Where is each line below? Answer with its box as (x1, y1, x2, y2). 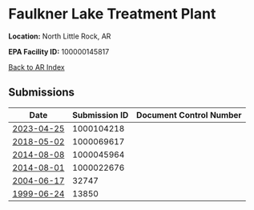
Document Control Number (135, 109, 242, 120)
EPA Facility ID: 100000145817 (8, 46, 110, 56)
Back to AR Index (8, 62, 66, 72)
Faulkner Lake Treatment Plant (8, 5, 216, 23)
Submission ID (71, 109, 129, 120)
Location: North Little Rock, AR (8, 31, 111, 41)
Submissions (8, 86, 75, 99)
